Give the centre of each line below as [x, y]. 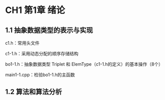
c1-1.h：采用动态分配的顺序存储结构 [42, 53]
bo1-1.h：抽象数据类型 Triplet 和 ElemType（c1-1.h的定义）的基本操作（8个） [84, 64]
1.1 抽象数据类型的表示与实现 [49, 30]
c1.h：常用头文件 [22, 43]
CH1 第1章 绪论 [35, 10]
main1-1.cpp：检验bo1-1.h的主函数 [40, 75]
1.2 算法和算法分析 [34, 92]
